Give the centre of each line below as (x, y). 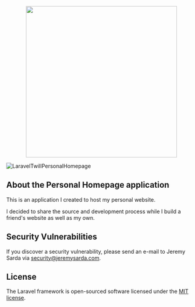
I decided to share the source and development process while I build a (94, 211)
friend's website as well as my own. (51, 217)
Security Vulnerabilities (52, 237)
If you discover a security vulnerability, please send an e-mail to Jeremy (96, 251)
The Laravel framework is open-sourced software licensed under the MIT (97, 291)
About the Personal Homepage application (88, 185)
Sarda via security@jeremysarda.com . (54, 258)
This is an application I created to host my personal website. (81, 199)
